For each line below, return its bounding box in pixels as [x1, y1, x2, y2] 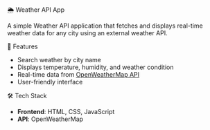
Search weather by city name [17, 56, 102, 64]
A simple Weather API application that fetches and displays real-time [7, 21, 203, 30]
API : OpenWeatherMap [17, 115, 84, 123]
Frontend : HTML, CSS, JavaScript [17, 108, 115, 115]
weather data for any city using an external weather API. [7, 29, 168, 37]
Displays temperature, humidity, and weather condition [17, 63, 175, 71]
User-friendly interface [17, 78, 83, 86]
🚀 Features [7, 42, 38, 50]
